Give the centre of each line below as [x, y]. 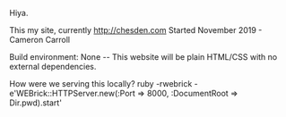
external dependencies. [53, 67]
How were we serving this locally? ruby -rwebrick [101, 84]
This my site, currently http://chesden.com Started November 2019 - [136, 30]
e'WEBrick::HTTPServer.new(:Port [73, 93]
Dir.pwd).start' [36, 103]
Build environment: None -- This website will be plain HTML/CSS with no [143, 57]
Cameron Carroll [39, 40]
